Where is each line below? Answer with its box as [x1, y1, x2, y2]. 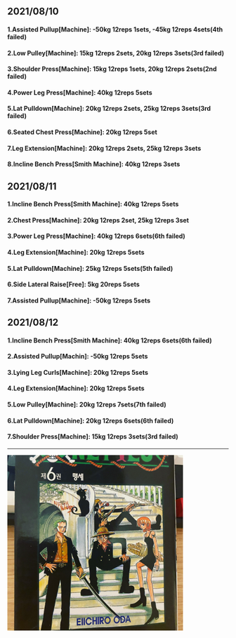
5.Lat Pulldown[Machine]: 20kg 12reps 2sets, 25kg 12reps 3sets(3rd [7, 105, 211, 113]
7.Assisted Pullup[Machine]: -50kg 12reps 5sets [7, 296, 151, 305]
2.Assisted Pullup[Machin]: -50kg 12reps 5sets [7, 352, 148, 361]
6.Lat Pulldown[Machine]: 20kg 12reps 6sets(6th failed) [7, 416, 174, 425]
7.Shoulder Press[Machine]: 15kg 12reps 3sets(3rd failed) [7, 432, 179, 441]
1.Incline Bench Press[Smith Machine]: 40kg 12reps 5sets [7, 200, 179, 208]
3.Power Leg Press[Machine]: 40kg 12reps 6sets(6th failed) [7, 232, 186, 241]
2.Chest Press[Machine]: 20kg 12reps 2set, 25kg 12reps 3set [7, 215, 190, 224]
